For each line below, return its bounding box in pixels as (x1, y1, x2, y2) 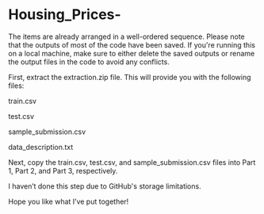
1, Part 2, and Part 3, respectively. (8, 166, 118, 175)
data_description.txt (8, 142, 74, 151)
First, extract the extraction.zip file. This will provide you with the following (8, 72, 251, 82)
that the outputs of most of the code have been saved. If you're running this (8, 40, 256, 49)
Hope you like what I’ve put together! (8, 197, 129, 206)
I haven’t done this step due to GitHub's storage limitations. (8, 181, 201, 191)
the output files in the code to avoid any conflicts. (8, 57, 170, 67)
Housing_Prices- (8, 6, 121, 24)
